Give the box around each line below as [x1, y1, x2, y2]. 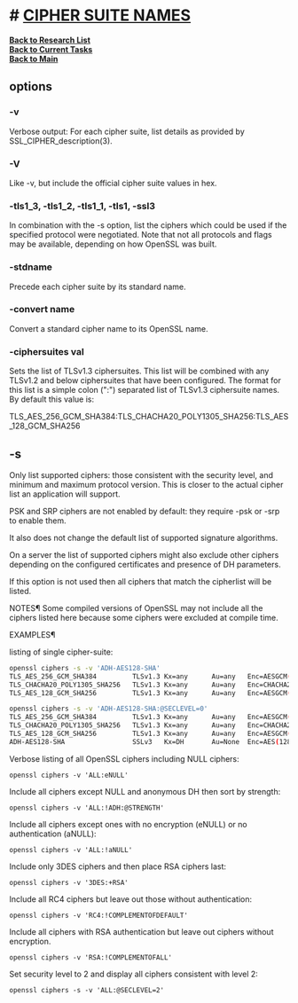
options [9, 79, 53, 94]
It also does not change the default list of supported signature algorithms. [9, 532, 278, 543]
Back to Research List [9, 35, 91, 45]
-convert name [9, 303, 75, 316]
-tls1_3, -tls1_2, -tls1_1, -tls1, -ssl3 [9, 200, 155, 212]
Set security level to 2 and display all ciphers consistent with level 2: [9, 968, 259, 979]
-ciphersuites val [9, 345, 84, 357]
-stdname [9, 261, 53, 273]
